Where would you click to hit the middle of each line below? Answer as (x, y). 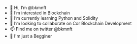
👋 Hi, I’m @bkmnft (28, 8)
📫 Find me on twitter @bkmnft (41, 29)
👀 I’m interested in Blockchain (40, 13)
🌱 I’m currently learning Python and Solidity (54, 18)
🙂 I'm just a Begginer (31, 36)
